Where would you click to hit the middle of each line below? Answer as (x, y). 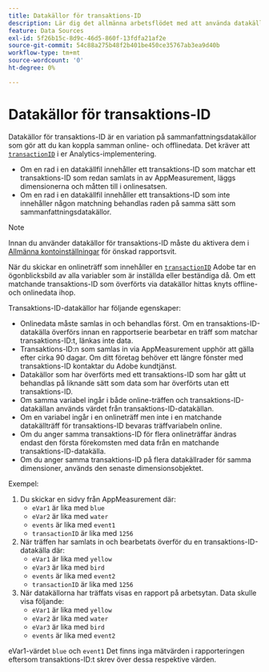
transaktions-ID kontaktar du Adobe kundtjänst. (98, 366)
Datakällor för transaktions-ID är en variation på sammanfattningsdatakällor (132, 136)
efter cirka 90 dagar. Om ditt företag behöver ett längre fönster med (132, 357)
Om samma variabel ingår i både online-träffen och (104, 400)
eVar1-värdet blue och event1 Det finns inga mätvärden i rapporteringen (126, 650)
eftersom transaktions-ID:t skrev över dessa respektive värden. (112, 659)
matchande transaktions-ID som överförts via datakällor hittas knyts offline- (133, 284)
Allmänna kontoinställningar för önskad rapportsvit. (93, 251)
